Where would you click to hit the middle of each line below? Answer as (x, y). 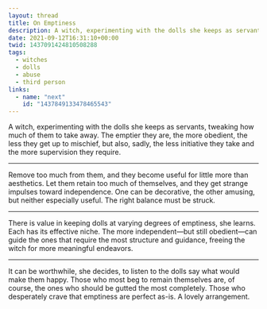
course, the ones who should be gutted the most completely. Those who (127, 288)
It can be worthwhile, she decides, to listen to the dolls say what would (124, 272)
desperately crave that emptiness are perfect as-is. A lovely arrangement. (129, 297)
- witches (31, 60)
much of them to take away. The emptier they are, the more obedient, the (128, 135)
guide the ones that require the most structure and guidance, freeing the (127, 240)
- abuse (28, 75)
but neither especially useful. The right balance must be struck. (112, 200)
